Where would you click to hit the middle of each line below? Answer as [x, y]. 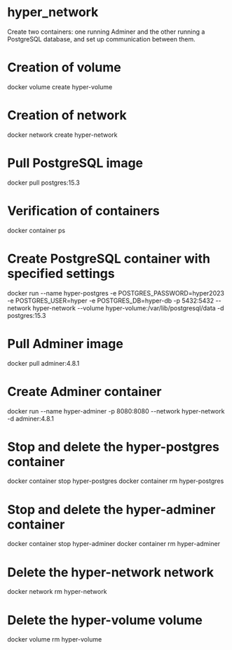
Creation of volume [64, 68]
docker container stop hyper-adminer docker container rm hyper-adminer [114, 544]
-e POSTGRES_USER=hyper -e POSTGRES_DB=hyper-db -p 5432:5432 [111, 300]
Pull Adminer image [66, 344]
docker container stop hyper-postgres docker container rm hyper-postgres [116, 481]
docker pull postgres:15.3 [44, 183]
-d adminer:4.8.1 [30, 418]
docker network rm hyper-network [57, 592]
